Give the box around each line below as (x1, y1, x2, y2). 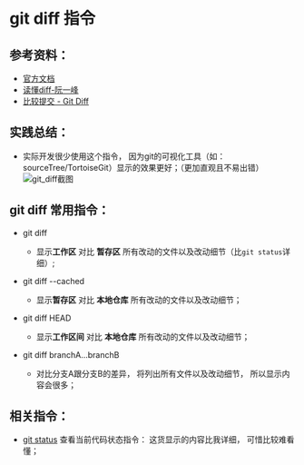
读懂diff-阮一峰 (22, 84, 79, 95)
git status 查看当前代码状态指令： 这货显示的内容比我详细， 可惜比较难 (22, 434, 288, 445)
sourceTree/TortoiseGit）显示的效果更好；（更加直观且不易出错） (22, 162, 264, 173)
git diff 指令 (9, 8, 96, 29)
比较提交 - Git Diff (22, 96, 89, 106)
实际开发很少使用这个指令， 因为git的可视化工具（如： (22, 151, 226, 162)
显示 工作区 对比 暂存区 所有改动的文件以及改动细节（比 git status (35, 246, 283, 257)
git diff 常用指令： (9, 203, 111, 218)
